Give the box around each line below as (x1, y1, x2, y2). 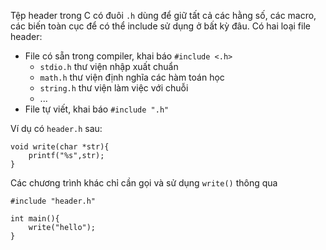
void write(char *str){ (10, 142, 110, 152)
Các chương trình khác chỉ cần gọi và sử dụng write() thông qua (10, 177, 278, 189)
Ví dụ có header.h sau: (10, 123, 103, 134)
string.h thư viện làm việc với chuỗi (39, 82, 189, 94)
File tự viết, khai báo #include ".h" (24, 103, 170, 115)
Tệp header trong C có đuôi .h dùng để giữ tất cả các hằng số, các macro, (10, 10, 317, 21)
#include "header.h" (10, 196, 97, 206)
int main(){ (10, 214, 60, 224)
